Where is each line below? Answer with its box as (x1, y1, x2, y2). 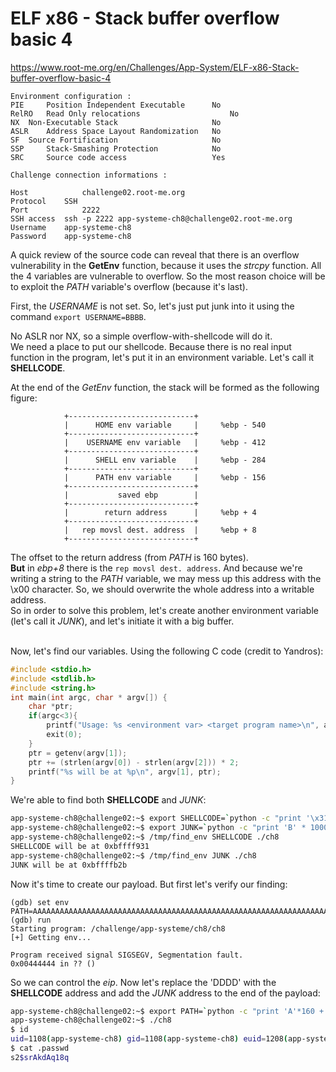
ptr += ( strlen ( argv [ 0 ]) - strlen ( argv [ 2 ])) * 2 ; (28, 757, 240, 767)
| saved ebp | (63, 490, 199, 500)
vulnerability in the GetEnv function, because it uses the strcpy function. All (10, 259, 322, 271)
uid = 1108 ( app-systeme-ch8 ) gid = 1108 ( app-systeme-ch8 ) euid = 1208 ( (10, 1034, 289, 1044)
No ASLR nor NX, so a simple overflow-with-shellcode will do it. (10, 330, 273, 342)
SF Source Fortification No (10, 135, 222, 145)
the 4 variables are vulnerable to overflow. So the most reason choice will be (10, 270, 326, 282)
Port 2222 (10, 205, 101, 215)
